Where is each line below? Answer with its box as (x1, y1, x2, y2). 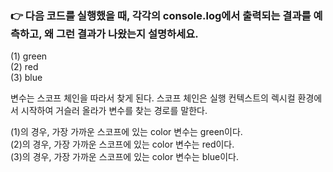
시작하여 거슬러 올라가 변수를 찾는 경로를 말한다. (20, 105, 208, 117)
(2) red (10, 61, 39, 73)
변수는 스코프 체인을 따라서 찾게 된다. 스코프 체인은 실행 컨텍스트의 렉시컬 (10, 92, 296, 104)
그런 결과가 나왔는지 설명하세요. (55, 27, 199, 41)
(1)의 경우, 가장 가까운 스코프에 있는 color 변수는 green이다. (10, 126, 243, 138)
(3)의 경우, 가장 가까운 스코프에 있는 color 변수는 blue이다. (10, 151, 239, 163)
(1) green (10, 50, 48, 62)
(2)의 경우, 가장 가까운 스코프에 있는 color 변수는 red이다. (10, 138, 235, 151)
